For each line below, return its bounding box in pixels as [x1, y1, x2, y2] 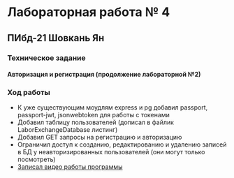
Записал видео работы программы [17, 163, 124, 171]
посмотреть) [17, 155, 56, 164]
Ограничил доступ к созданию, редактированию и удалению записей [17, 140, 227, 149]
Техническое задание [7, 53, 86, 63]
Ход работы [7, 88, 50, 98]
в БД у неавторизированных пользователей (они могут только [17, 148, 205, 156]
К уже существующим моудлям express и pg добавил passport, [17, 103, 208, 112]
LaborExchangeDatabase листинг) [17, 126, 118, 134]
